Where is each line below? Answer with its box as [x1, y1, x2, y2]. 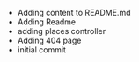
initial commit [17, 45, 66, 55]
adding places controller [17, 26, 106, 36]
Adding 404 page [17, 35, 82, 45]
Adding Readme [17, 17, 77, 27]
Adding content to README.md [17, 8, 131, 17]
